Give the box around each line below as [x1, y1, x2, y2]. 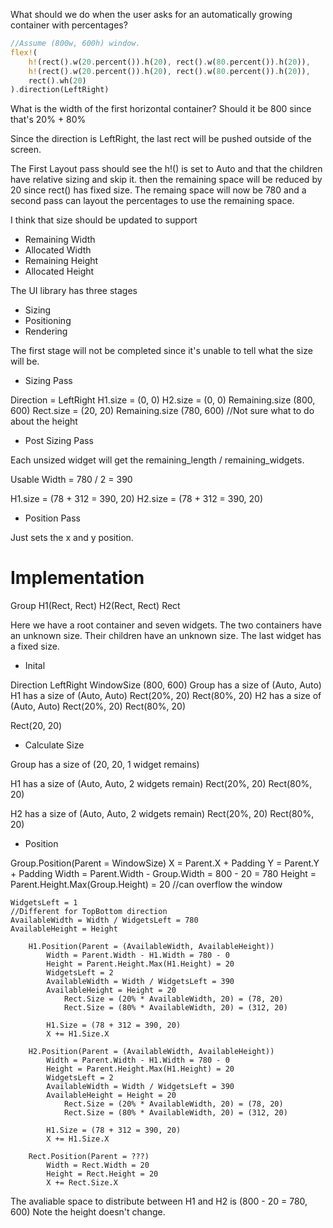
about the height [10, 415, 78, 428]
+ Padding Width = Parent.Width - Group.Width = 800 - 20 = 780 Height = [10, 868, 317, 880]
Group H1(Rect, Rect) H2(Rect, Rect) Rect [10, 600, 181, 612]
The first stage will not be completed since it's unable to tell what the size [10, 345, 313, 357]
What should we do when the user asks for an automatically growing [10, 9, 293, 20]
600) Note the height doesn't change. [10, 1206, 166, 1218]
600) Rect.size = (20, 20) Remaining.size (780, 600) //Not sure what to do [10, 405, 315, 417]
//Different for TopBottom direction [10, 907, 168, 917]
